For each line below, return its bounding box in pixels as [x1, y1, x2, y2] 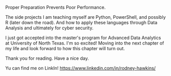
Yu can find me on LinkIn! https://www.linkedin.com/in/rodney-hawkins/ [5, 65, 156, 71]
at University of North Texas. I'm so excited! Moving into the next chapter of [5, 40, 164, 46]
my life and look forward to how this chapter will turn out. [5, 46, 125, 51]
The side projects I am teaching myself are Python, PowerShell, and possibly [5, 14, 166, 20]
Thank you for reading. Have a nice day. [5, 55, 89, 61]
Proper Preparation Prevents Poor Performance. [5, 5, 106, 10]
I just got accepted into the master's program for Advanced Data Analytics [5, 35, 161, 41]
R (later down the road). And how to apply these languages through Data [5, 20, 158, 25]
